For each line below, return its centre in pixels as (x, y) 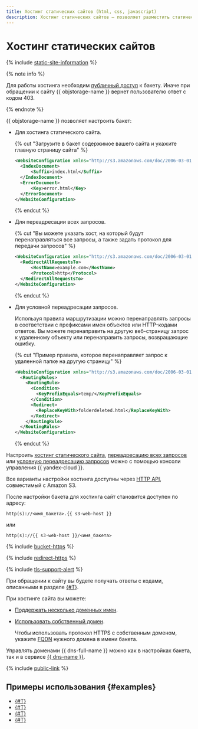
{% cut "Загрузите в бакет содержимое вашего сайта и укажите (95, 144)
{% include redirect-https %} (41, 558)
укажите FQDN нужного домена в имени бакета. (76, 639)
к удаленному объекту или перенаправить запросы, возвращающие (101, 337)
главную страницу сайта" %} (51, 150)
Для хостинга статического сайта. (58, 132)
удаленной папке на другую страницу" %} (68, 361)
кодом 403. (21, 98)
